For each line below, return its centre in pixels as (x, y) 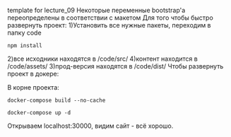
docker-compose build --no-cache (57, 100)
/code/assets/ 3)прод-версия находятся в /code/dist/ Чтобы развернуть (115, 66)
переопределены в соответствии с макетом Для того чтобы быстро (110, 18)
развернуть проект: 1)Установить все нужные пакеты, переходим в (109, 25)
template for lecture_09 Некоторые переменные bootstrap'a (96, 10)
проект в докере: (33, 74)
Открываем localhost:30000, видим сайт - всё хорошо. (90, 126)
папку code (24, 32)
